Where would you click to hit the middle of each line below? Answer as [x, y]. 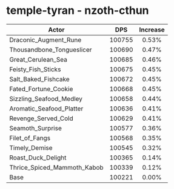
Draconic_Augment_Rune [45, 40]
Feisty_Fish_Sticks [35, 69]
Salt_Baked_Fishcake [39, 79]
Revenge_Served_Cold [42, 118]
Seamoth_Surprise [35, 128]
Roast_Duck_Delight [38, 158]
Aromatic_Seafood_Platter [46, 108]
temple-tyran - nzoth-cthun [78, 11]
